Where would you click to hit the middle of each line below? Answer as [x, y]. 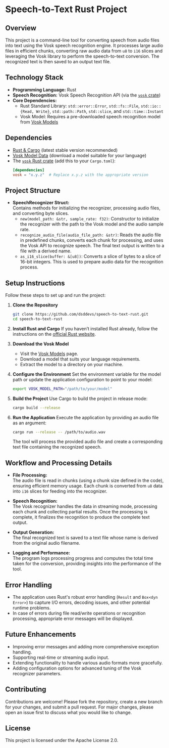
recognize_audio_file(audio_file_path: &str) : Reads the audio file [91, 235]
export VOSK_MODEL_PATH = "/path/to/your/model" [62, 389]
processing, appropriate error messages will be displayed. [73, 619]
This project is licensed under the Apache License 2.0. [62, 740]
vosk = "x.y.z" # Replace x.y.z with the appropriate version [80, 175]
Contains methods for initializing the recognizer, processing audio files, [86, 208]
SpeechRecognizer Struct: [41, 203]
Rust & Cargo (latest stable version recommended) [65, 150]
